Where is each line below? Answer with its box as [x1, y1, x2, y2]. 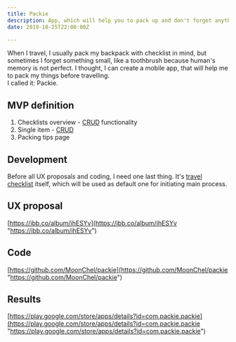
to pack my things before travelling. [7, 71, 110, 80]
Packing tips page [17, 133, 70, 142]
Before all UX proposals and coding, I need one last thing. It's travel [7, 172, 202, 181]
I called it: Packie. [7, 79, 58, 87]
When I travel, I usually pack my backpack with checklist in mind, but [7, 49, 207, 57]
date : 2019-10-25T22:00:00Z [7, 23, 90, 30]
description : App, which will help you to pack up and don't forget [7, 17, 212, 24]
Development [7, 153, 68, 166]
